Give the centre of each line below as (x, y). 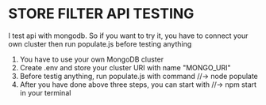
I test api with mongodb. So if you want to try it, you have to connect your (128, 36)
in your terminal (45, 92)
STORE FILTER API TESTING (101, 14)
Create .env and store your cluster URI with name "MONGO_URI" (125, 67)
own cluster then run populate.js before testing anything (100, 43)
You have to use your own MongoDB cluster (92, 59)
